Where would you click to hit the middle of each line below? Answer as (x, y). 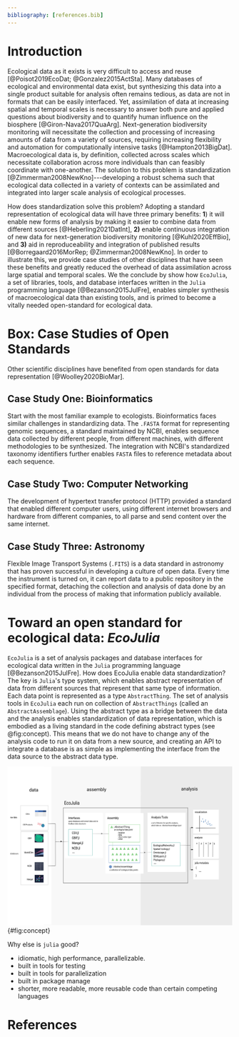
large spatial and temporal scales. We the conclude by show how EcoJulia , (117, 274)
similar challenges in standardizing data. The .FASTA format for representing (118, 424)
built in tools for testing (51, 966)
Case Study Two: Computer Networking (98, 484)
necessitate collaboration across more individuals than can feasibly (106, 162)
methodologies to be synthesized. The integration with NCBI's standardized (118, 446)
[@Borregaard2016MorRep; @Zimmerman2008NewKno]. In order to (108, 252)
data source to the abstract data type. (63, 756)
